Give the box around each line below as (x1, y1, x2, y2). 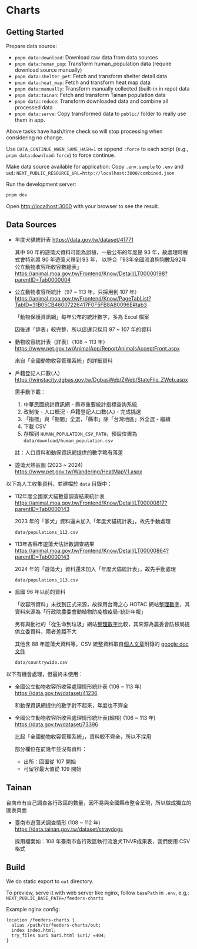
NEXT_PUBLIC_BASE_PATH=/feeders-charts (6, 895, 104, 901)
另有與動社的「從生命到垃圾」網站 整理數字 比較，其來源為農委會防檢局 (14, 620, 185, 627)
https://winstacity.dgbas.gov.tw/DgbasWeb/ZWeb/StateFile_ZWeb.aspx (14, 376, 188, 383)
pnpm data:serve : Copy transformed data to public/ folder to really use (14, 110, 186, 117)
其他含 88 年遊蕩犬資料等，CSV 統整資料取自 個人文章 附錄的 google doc (14, 640, 189, 647)
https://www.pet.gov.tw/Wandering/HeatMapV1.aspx (14, 468, 143, 475)
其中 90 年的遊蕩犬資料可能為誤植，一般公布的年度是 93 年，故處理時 (14, 248, 183, 256)
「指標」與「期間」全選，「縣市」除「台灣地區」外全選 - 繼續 (23, 415, 171, 422)
